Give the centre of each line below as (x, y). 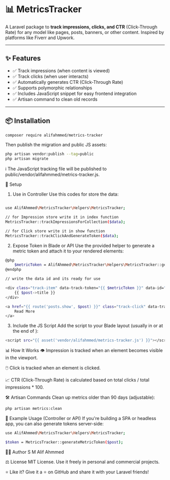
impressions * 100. (25, 387)
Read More (25, 311)
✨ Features (23, 58)
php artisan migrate (27, 159)
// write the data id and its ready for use (53, 279)
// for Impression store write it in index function (62, 217)
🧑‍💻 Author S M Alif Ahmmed (35, 452)
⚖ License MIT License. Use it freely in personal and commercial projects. (82, 462)
